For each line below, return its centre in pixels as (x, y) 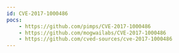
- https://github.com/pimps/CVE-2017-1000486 (85, 26)
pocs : (14, 20)
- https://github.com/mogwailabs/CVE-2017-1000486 (93, 33)
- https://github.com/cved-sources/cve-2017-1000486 (96, 39)
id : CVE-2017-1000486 (37, 13)
